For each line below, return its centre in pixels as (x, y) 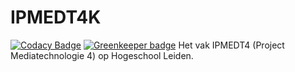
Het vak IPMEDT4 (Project (231, 45)
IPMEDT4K (56, 17)
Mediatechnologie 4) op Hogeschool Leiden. (102, 55)
